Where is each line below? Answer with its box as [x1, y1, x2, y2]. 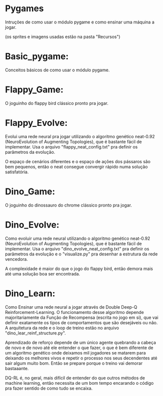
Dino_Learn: [5, 288, 56, 299]
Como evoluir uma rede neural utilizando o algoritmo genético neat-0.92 [5, 235, 150, 241]
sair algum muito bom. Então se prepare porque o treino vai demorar [5, 360, 143, 366]
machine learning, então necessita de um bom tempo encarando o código [5, 380, 154, 386]
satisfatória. [5, 169, 29, 175]
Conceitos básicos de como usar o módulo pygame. [5, 67, 110, 73]
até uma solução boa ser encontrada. [5, 271, 81, 276]
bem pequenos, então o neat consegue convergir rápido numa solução [5, 164, 148, 169]
